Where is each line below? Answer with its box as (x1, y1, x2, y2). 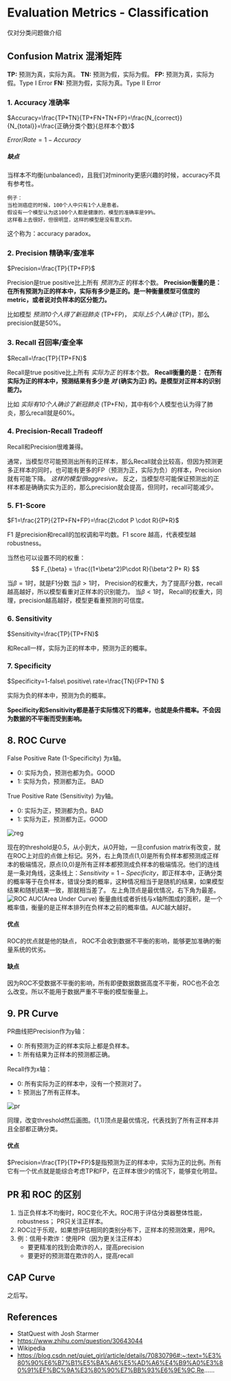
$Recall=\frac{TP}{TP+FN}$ (7, 354, 87, 362)
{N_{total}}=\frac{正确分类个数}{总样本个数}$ (7, 122, 135, 130)
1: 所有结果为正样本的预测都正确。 (16, 1050, 114, 1058)
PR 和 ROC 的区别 (7, 1189, 81, 1201)
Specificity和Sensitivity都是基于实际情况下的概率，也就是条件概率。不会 (7, 705, 215, 714)
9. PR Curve (7, 1008, 58, 1020)
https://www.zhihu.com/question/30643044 (16, 1337, 143, 1345)
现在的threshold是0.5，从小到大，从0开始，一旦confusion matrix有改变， (7, 843, 215, 851)
